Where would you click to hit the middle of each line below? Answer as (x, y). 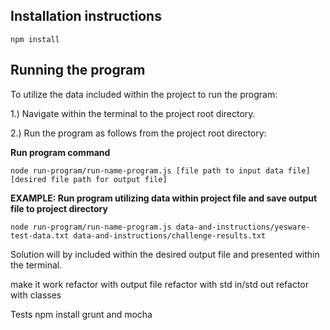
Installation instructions (86, 16)
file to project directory (59, 208)
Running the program (78, 70)
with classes (36, 295)
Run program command (60, 152)
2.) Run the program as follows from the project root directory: (138, 133)
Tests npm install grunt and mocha (81, 314)
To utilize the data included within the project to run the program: (144, 94)
